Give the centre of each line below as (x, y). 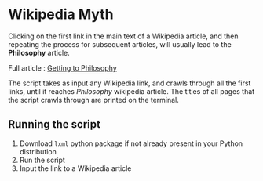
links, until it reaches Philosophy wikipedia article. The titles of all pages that (131, 91)
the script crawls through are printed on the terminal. (93, 100)
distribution (38, 151)
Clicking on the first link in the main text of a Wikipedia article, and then (123, 36)
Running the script (54, 124)
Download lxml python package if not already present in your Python (131, 143)
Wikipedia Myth (61, 14)
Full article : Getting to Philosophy (62, 67)
